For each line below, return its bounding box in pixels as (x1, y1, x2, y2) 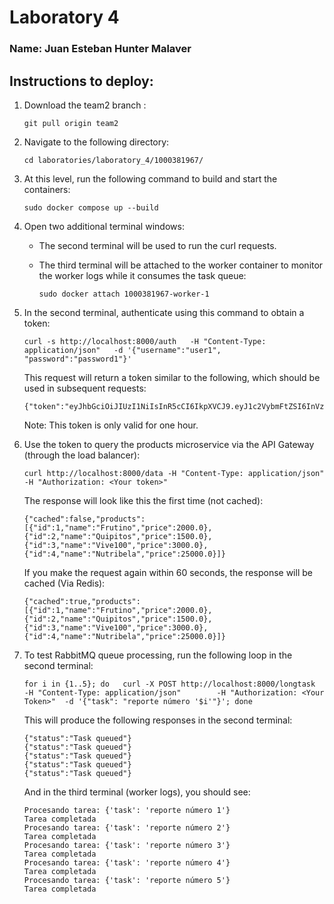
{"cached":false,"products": (23, 514, 146, 524)
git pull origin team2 (23, 118, 119, 128)
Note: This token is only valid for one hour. (23, 419, 199, 431)
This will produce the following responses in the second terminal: (23, 714, 293, 726)
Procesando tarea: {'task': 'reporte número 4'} (23, 857, 231, 868)
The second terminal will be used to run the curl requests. (38, 239, 277, 251)
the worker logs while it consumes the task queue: (38, 269, 247, 281)
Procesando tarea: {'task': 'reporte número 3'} (23, 840, 231, 850)
